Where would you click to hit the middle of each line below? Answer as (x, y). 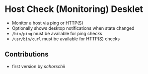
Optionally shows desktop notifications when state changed (73, 28)
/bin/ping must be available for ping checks (57, 33)
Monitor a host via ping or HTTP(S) (47, 23)
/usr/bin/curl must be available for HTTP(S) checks (66, 39)
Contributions (27, 54)
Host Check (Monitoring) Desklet (74, 9)
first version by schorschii (38, 66)
